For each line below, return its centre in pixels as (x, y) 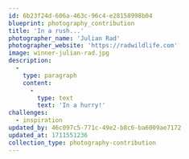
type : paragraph (50, 75)
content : (37, 83)
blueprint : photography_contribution (72, 23)
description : (30, 61)
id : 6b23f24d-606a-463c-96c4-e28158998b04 (80, 16)
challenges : (28, 113)
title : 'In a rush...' (46, 31)
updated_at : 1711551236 (48, 135)
